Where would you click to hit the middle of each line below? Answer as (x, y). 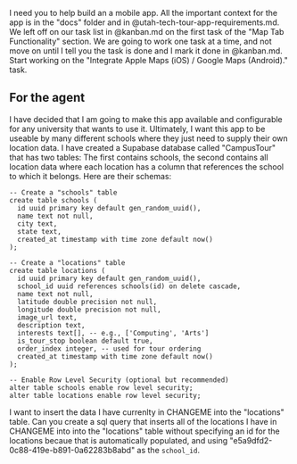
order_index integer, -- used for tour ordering (109, 348)
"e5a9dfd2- (251, 440)
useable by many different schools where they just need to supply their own (148, 138)
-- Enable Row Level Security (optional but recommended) (119, 380)
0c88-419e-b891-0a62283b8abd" (72, 450)
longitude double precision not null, (90, 310)
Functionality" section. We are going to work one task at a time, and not (140, 41)
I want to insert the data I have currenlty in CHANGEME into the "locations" (147, 412)
